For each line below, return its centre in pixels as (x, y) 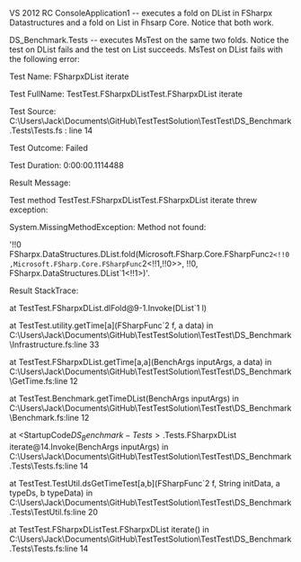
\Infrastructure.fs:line (49, 344)
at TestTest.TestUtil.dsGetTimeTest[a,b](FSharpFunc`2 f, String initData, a (145, 483)
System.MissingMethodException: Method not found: (108, 227)
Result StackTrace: (44, 290)
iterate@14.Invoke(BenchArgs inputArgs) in (89, 446)
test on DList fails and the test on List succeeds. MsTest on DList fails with (146, 49)
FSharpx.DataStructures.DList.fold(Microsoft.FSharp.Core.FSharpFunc (139, 254)
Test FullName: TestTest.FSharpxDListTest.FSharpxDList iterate (126, 94)
